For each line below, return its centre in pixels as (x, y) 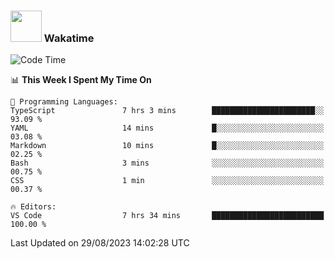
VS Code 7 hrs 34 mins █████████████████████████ (167, 216)
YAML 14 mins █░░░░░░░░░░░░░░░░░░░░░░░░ (167, 128)
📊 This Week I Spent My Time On (81, 80)
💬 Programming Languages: (64, 102)
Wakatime (69, 38)
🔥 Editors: (33, 207)
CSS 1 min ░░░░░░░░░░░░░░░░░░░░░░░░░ (167, 181)
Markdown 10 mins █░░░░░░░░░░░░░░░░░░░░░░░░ (167, 146)
